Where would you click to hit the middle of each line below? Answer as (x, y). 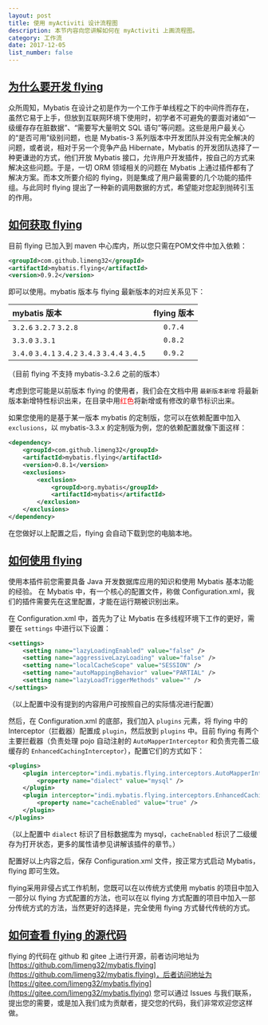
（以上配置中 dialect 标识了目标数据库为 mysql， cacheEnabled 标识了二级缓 (133, 834)
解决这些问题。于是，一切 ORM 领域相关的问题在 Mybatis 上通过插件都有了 (131, 167)
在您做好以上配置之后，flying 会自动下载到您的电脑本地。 (102, 533)
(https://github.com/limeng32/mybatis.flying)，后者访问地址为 (110, 974)
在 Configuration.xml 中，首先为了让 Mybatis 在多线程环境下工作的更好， (128, 618)
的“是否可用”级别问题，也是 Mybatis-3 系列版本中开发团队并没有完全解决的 (132, 137)
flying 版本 (174, 313)
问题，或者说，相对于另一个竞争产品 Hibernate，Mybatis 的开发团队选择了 (130, 147)
